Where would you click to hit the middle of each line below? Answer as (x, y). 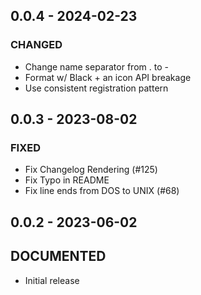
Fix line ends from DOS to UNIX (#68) (102, 191)
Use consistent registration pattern (96, 88)
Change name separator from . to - (96, 66)
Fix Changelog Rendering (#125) (91, 170)
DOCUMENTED (58, 256)
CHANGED (36, 45)
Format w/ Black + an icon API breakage (108, 77)
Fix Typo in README (67, 180)
